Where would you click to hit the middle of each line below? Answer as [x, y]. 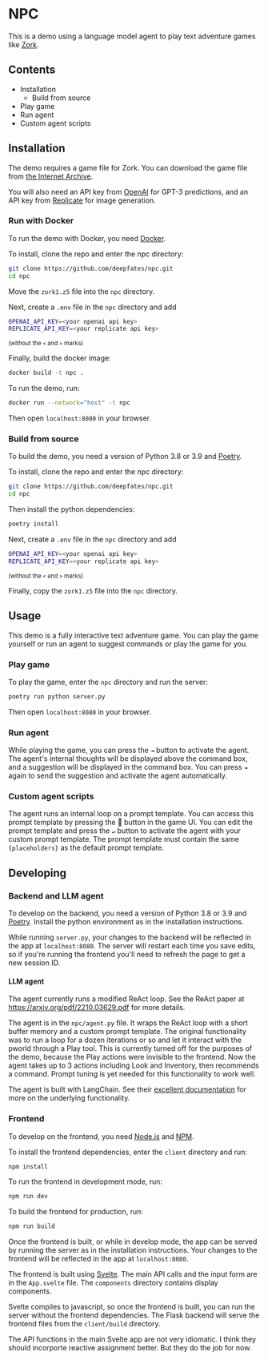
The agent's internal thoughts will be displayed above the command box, [128, 758]
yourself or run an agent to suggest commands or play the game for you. [128, 644]
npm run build [32, 1226]
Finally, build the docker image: [60, 358]
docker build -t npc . [46, 373]
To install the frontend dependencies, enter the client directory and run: [128, 1152]
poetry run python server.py [57, 696]
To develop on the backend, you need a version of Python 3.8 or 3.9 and [128, 913]
